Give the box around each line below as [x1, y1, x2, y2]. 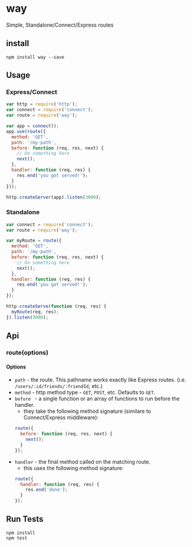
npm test [6, 535, 28, 541]
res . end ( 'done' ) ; [25, 487, 68, 493]
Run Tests [6, 514, 44, 525]
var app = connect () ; [6, 123, 59, 129]
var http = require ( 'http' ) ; [6, 101, 78, 108]
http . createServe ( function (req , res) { [6, 303, 107, 309]
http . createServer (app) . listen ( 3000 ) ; [6, 194, 101, 200]
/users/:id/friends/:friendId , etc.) [14, 383, 103, 390]
